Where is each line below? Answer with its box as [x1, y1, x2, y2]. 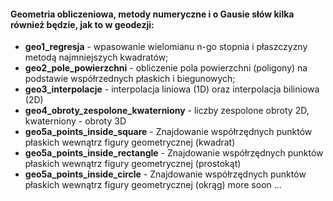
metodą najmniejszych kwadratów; [24, 51, 169, 64]
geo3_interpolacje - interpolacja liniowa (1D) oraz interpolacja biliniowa [24, 83, 320, 95]
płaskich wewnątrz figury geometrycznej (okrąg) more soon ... [24, 179, 282, 191]
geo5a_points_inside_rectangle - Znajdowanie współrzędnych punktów [24, 147, 324, 159]
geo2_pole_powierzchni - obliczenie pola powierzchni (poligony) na [24, 62, 308, 74]
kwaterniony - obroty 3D [24, 115, 127, 127]
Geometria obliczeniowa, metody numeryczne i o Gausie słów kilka [10, 8, 295, 20]
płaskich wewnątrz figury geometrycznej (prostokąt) [24, 158, 242, 170]
